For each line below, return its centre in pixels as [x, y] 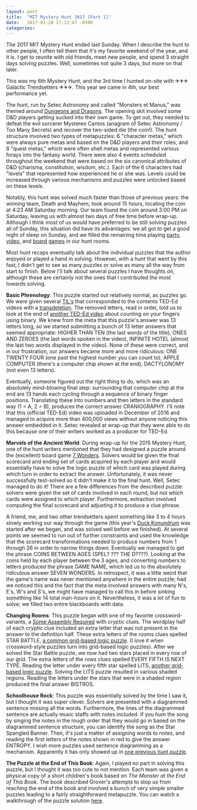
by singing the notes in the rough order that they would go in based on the [96, 721]
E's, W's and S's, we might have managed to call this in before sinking [91, 592]
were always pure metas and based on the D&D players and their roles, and [97, 142]
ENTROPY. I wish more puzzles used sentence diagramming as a [84, 746]
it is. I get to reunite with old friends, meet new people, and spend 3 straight [98, 57]
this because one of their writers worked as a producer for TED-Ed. [87, 431]
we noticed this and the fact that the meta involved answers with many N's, [97, 585]
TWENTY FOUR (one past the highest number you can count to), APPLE [93, 358]
